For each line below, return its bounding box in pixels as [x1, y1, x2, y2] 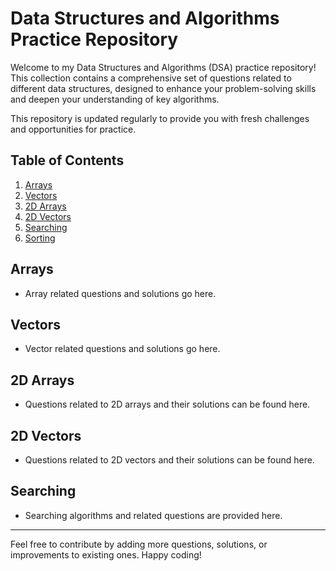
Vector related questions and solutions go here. [24, 343, 221, 355]
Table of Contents [10, 152, 125, 169]
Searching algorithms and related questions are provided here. [24, 509, 283, 521]
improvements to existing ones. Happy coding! [10, 548, 202, 561]
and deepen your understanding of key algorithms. [10, 93, 220, 105]
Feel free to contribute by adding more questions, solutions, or [10, 538, 268, 550]
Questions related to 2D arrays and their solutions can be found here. [24, 398, 311, 411]
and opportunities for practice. [10, 123, 137, 135]
